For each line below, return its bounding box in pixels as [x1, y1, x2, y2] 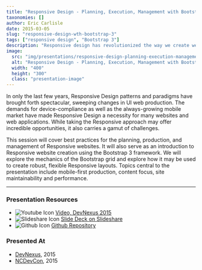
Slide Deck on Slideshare [61, 215, 123, 223]
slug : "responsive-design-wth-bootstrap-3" [6, 31, 117, 37]
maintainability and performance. [6, 175, 88, 182]
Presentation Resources [6, 195, 78, 204]
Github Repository [50, 222, 96, 229]
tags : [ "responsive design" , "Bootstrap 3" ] [6, 37, 120, 43]
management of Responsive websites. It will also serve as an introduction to [6, 143, 194, 150]
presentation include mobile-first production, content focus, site [6, 168, 165, 175]
